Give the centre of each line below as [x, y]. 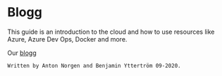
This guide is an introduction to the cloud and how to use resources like [111, 32]
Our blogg [22, 53]
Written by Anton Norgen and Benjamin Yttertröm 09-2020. [94, 65]
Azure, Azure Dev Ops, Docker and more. [67, 39]
